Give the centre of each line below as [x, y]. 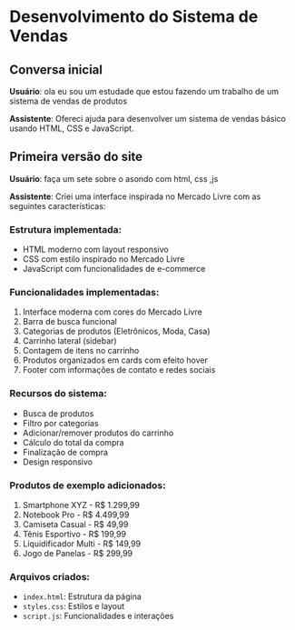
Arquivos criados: [50, 576]
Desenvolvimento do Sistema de [134, 17]
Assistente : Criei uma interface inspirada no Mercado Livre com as [135, 196]
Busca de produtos [58, 413]
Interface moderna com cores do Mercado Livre [112, 312]
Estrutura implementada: [66, 229]
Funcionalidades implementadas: [84, 293]
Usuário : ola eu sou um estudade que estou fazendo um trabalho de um [144, 91]
